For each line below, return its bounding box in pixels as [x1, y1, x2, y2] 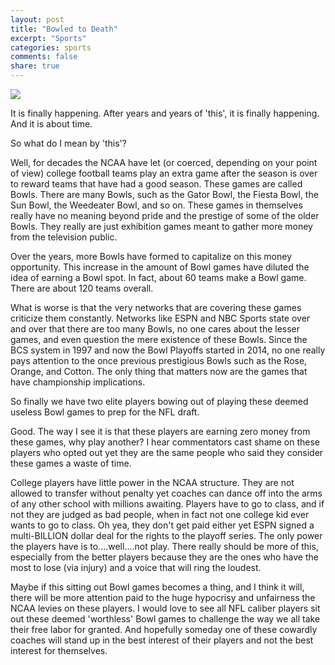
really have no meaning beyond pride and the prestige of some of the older [10, 210, 320, 221]
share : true [10, 61, 60, 71]
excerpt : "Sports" [10, 33, 87, 43]
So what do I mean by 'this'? [10, 137, 127, 149]
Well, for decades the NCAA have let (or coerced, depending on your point [10, 157, 318, 168]
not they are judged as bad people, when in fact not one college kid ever [10, 509, 310, 520]
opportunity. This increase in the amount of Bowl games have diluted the [10, 261, 310, 273]
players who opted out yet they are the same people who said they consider [10, 447, 324, 458]
